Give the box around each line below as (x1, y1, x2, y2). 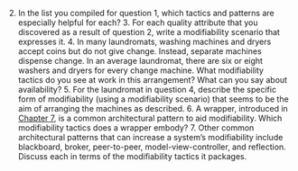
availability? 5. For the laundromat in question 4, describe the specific (17, 85, 277, 94)
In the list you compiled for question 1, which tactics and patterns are (17, 8, 275, 18)
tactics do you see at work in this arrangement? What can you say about (17, 75, 287, 85)
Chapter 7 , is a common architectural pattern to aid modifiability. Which (17, 112, 283, 123)
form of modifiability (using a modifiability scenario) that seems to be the (17, 94, 289, 104)
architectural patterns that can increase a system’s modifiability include (17, 132, 284, 142)
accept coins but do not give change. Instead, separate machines (17, 46, 262, 57)
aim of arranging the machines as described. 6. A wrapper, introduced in (17, 103, 289, 113)
